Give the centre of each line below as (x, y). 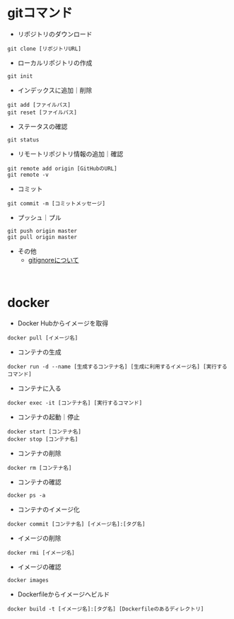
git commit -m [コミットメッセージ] (57, 203)
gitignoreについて (53, 260)
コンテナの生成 (39, 352)
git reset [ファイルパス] (42, 112)
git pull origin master (42, 237)
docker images (28, 580)
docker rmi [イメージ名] (41, 553)
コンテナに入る (39, 388)
